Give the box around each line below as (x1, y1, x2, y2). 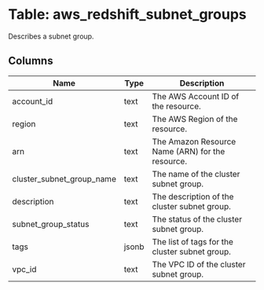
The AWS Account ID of (152, 90, 240, 101)
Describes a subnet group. (8, 31, 94, 41)
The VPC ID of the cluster (152, 259, 246, 270)
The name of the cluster (152, 168, 240, 179)
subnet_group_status (12, 218, 90, 229)
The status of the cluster (152, 214, 242, 225)
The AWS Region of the (152, 113, 238, 124)
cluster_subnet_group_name (12, 173, 116, 184)
